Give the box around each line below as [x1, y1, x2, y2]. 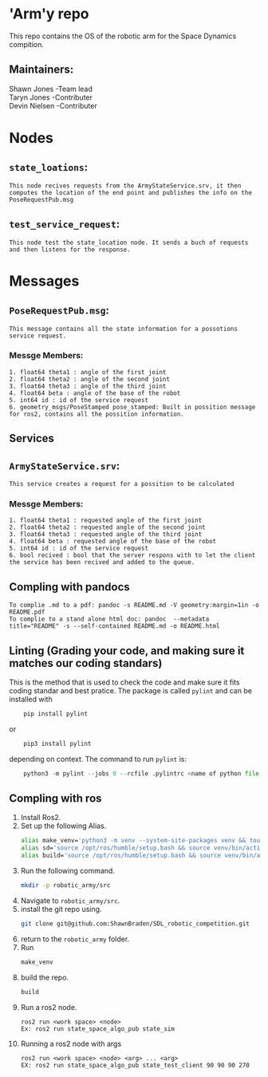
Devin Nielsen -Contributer [9, 101, 98, 110]
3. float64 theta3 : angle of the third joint [9, 382, 167, 390]
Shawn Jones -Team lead [9, 84, 93, 93]
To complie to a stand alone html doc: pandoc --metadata [9, 615, 210, 623]
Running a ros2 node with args [20, 1039, 122, 1048]
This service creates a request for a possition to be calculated [9, 480, 235, 488]
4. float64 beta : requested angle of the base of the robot [9, 538, 217, 546]
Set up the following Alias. [20, 821, 107, 830]
